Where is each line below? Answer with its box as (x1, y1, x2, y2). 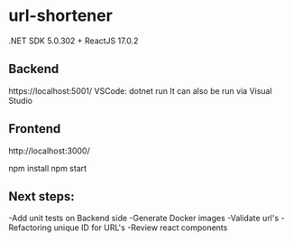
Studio (8, 95, 33, 106)
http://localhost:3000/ (8, 145, 91, 156)
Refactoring (8, 222, 52, 233)
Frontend (8, 121, 61, 136)
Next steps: (8, 189, 76, 204)
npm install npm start (8, 163, 87, 173)
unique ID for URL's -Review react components (53, 222, 228, 233)
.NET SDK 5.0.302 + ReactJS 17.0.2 (8, 35, 139, 46)
